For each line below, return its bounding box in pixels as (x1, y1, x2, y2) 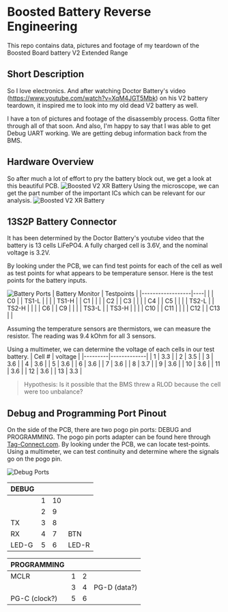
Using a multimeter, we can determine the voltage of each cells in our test (7, 345, 215, 353)
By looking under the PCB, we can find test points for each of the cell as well (7, 262, 223, 270)
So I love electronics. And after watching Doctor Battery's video (7, 86, 186, 94)
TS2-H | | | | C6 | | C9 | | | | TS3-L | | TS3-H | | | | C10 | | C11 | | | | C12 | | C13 (7, 304, 220, 312)
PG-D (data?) (93, 583, 138, 592)
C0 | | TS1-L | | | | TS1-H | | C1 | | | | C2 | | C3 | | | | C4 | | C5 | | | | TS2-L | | (7, 297, 214, 305)
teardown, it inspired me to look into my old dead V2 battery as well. (7, 101, 199, 110)
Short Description (7, 68, 85, 80)
